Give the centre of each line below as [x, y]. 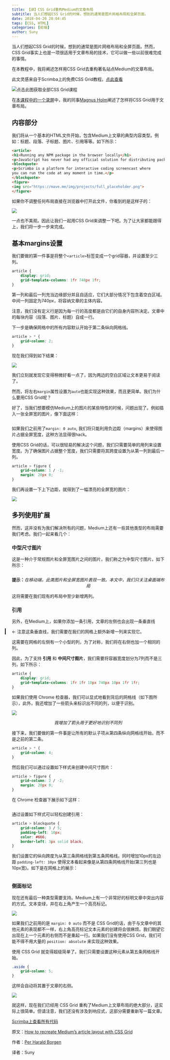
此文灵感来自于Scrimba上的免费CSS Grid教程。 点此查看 [67, 79]
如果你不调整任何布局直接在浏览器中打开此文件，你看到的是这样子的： [82, 201]
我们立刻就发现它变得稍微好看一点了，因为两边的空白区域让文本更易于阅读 [86, 375]
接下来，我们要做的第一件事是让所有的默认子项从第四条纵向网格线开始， [84, 733]
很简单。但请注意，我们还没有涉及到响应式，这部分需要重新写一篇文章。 [92, 1011]
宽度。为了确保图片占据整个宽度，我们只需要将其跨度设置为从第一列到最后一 [88, 451]
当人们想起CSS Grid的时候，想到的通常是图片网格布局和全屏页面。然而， [85, 46]
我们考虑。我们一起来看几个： [41, 534]
